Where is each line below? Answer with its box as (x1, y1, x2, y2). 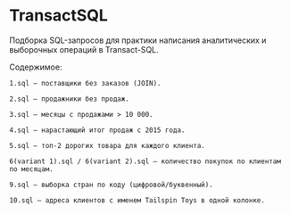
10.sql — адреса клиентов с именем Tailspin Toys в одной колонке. (9, 195, 266, 205)
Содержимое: (9, 62, 62, 72)
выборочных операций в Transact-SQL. (9, 44, 159, 54)
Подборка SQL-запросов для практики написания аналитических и (9, 35, 267, 45)
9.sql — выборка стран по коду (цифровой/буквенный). (9, 180, 214, 189)
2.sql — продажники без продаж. (9, 95, 129, 103)
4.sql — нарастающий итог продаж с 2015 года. (9, 126, 186, 135)
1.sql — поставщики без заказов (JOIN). (9, 78, 162, 87)
